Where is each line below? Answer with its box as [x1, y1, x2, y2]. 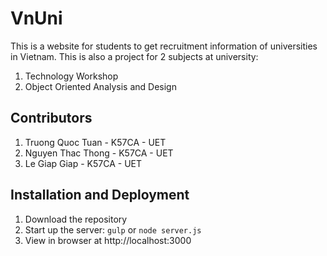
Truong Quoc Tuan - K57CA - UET [24, 136, 167, 148]
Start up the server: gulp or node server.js [24, 223, 202, 236]
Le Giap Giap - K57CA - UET [24, 157, 143, 169]
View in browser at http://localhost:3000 [24, 234, 192, 246]
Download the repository [24, 213, 128, 225]
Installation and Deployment [10, 187, 190, 204]
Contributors [10, 110, 93, 127]
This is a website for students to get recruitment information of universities [10, 40, 318, 52]
